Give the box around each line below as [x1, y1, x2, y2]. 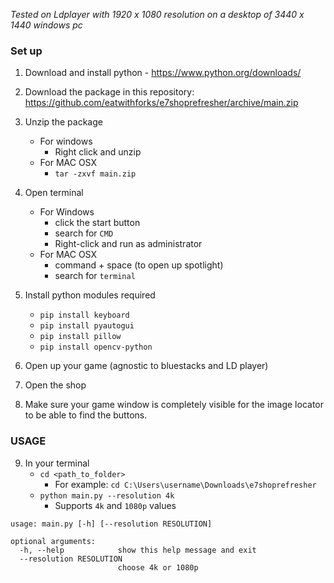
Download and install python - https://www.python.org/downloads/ [24, 67, 302, 79]
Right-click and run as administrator [54, 238, 203, 250]
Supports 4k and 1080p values [54, 499, 177, 511]
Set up [10, 44, 43, 58]
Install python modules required [24, 289, 156, 301]
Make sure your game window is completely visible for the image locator [24, 399, 324, 411]
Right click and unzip [54, 146, 142, 158]
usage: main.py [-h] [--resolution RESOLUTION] [10, 519, 213, 529]
